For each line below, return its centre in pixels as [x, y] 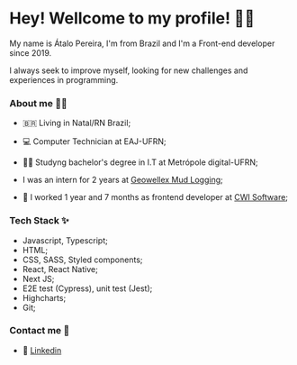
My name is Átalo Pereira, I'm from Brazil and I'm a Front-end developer [142, 43]
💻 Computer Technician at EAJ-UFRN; [94, 141]
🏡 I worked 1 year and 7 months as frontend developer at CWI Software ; [155, 197]
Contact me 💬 [40, 331]
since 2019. [31, 52]
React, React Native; [60, 269]
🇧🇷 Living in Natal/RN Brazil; [76, 123]
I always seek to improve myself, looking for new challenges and [129, 70]
